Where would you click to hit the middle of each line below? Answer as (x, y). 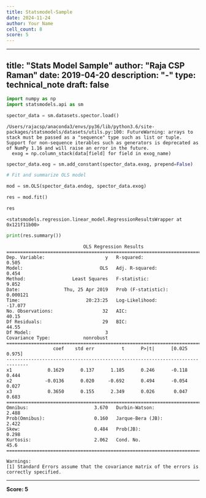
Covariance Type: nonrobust (57, 338)
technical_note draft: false (58, 84)
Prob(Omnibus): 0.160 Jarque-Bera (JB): (85, 418)
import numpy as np (31, 99)
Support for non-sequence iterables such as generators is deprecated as (103, 143)
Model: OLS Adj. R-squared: (82, 268)
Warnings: (19, 461)
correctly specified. (34, 472)
